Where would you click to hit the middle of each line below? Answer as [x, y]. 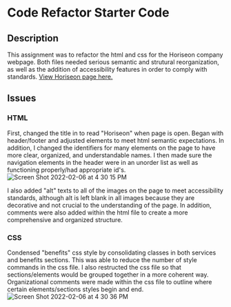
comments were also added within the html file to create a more [98, 212]
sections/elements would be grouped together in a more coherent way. [108, 275]
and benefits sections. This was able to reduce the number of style [102, 259]
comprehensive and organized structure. [65, 219]
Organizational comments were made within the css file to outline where [110, 281]
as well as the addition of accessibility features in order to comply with [107, 69]
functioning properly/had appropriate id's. [67, 170]
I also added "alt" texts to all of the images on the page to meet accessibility [115, 190]
